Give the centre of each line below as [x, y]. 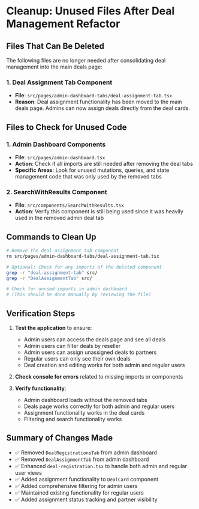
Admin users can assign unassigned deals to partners [90, 352]
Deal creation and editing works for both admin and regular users [104, 365]
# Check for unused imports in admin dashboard [67, 289]
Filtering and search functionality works [73, 419]
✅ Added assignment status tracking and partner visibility [86, 499]
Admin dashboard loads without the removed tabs [86, 400]
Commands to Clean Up [52, 236]
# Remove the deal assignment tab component [63, 251]
